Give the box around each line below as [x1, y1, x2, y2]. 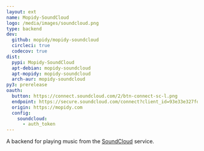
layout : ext [6, 8, 36, 15]
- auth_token [22, 121, 56, 127]
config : [12, 110, 32, 116]
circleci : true [12, 43, 50, 49]
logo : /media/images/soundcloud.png [6, 20, 99, 26]
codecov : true [12, 48, 47, 54]
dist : [6, 54, 20, 60]
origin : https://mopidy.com [12, 104, 83, 111]
